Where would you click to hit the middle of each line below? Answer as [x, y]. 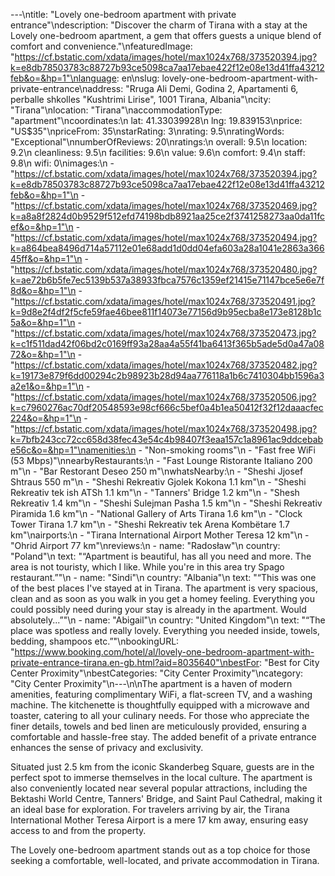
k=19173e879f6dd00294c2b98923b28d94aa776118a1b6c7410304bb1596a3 [167, 375]
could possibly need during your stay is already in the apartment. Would [158, 609]
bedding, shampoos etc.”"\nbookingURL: [95, 641]
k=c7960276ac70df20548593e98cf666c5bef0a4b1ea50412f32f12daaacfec [167, 407]
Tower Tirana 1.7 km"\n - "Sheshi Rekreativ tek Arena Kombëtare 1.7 [150, 524]
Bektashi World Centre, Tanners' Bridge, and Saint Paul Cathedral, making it [166, 798]
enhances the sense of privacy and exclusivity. [107, 747]
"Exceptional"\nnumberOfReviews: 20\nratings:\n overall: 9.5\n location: [159, 142]
